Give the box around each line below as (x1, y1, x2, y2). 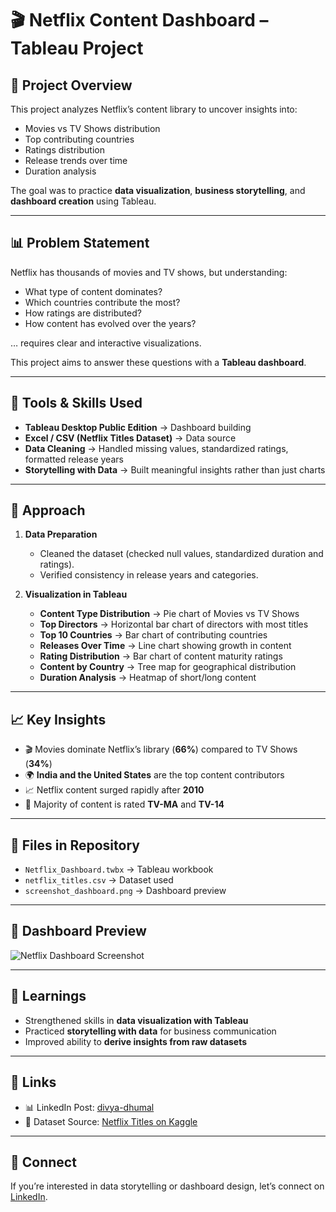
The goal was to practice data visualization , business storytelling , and (10, 185, 306, 196)
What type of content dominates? (24, 285, 163, 297)
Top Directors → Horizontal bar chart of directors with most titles (39, 618, 309, 631)
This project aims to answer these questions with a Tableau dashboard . (10, 356, 307, 368)
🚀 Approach (10, 502, 86, 519)
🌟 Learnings (10, 988, 87, 1005)
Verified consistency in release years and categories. (39, 569, 259, 581)
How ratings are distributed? (24, 307, 142, 319)
